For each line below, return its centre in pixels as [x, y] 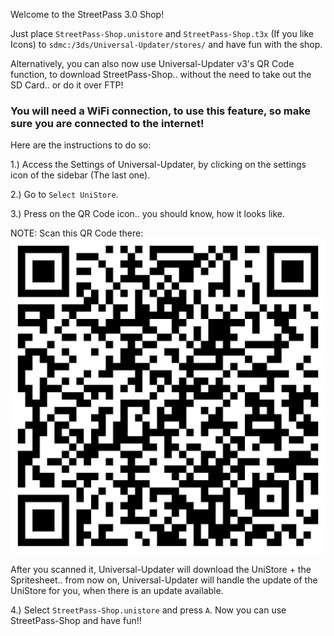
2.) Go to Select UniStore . [64, 195]
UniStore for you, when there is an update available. [117, 591]
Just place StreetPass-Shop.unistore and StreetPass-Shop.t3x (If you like [162, 33]
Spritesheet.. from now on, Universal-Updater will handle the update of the [164, 580]
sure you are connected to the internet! [107, 123]
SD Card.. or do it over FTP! [67, 85]
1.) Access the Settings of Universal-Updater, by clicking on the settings [158, 165]
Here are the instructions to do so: [81, 145]
